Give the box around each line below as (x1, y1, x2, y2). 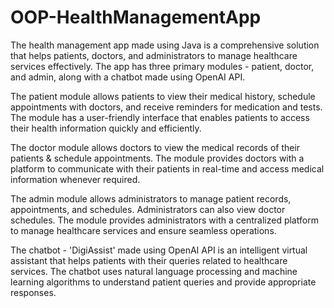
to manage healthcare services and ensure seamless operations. (10, 224, 277, 236)
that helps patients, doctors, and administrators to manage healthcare (10, 49, 298, 61)
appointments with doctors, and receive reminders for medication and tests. (10, 101, 323, 113)
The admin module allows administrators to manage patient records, (10, 192, 292, 205)
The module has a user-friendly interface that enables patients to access (10, 111, 310, 123)
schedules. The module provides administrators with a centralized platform (10, 214, 319, 226)
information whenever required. (10, 173, 141, 185)
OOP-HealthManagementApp (10, 6, 262, 29)
